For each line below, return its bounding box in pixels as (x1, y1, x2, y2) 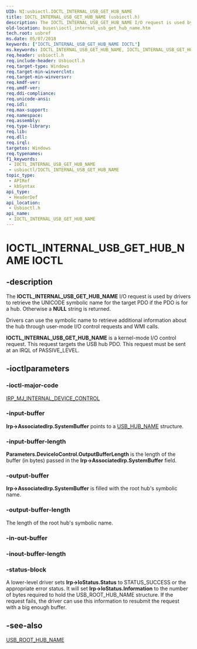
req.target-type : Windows (6, 63, 69, 69)
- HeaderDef (8, 194, 38, 200)
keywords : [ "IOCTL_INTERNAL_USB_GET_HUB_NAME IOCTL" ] (6, 42, 141, 48)
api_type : (6, 189, 30, 194)
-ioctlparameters (6, 364, 70, 374)
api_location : (6, 200, 41, 206)
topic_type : (6, 173, 35, 179)
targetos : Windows (6, 145, 51, 151)
